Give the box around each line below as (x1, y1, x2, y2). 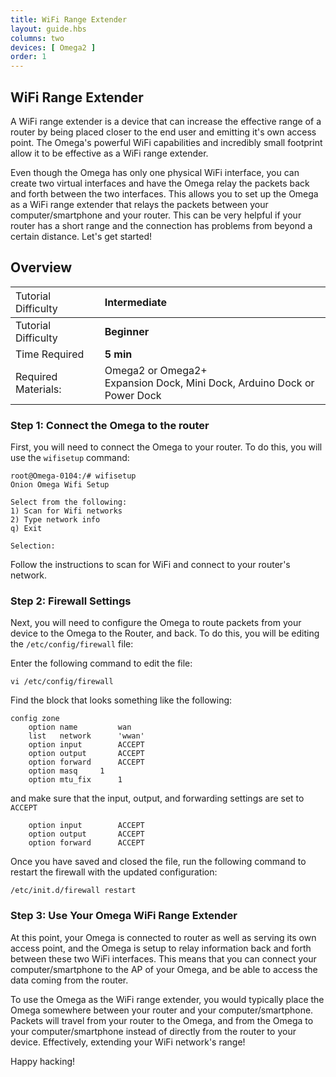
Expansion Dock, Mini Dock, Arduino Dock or (104, 376, 315, 390)
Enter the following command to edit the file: (10, 657, 193, 670)
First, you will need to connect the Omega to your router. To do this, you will (10, 441, 323, 453)
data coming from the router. (10, 974, 129, 986)
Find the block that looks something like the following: (10, 694, 233, 706)
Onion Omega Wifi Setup (10, 480, 110, 490)
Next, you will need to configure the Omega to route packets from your (10, 617, 302, 629)
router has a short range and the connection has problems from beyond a (10, 219, 313, 231)
